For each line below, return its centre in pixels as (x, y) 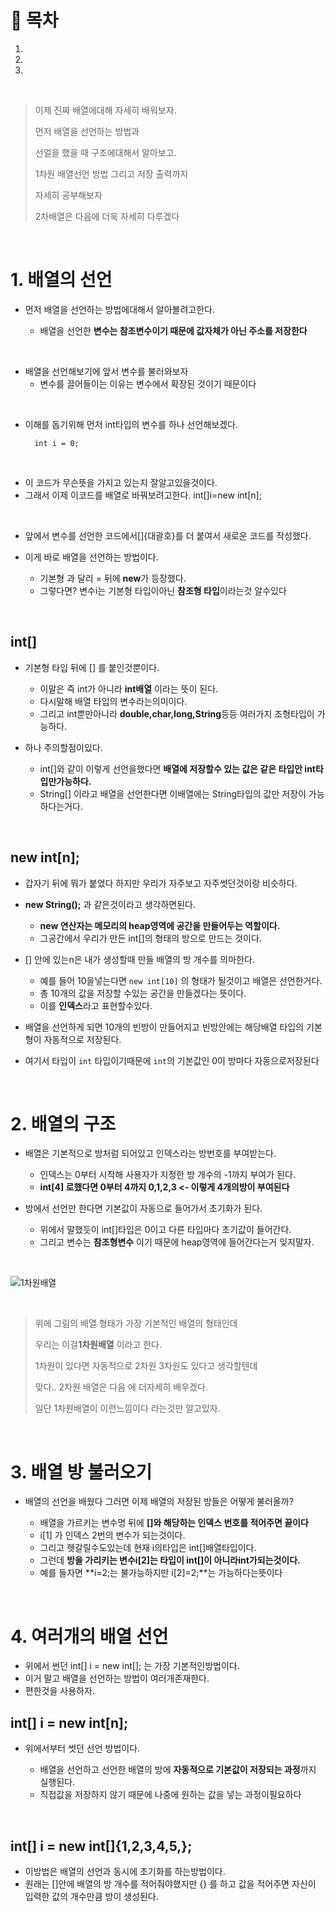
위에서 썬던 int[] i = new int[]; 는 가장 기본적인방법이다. (132, 1666)
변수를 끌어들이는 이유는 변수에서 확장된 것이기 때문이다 (148, 383)
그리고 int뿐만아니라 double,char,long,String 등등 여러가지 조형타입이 (177, 713)
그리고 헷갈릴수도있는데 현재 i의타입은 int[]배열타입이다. (148, 1548)
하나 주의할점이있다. (63, 747)
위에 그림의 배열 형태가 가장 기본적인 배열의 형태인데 (136, 1323)
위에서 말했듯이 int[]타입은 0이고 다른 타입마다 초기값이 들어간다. (165, 1230)
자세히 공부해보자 (68, 195)
